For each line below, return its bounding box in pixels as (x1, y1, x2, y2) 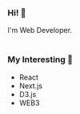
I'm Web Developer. (7, 26, 73, 35)
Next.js (18, 80, 43, 91)
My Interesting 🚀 (7, 54, 74, 65)
